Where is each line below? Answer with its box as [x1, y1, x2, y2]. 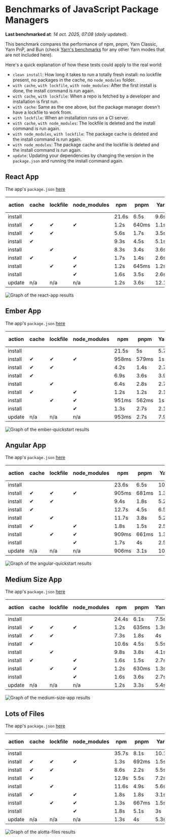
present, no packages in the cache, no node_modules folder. [12, 77, 136, 83]
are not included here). [5, 52, 53, 58]
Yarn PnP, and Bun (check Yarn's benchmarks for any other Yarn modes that [5, 46, 165, 52]
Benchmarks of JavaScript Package [5, 4, 159, 15]
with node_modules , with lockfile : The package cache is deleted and [12, 131, 158, 137]
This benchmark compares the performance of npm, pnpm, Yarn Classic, [5, 41, 158, 47]
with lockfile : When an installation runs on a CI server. [12, 114, 129, 120]
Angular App [5, 441, 47, 449]
